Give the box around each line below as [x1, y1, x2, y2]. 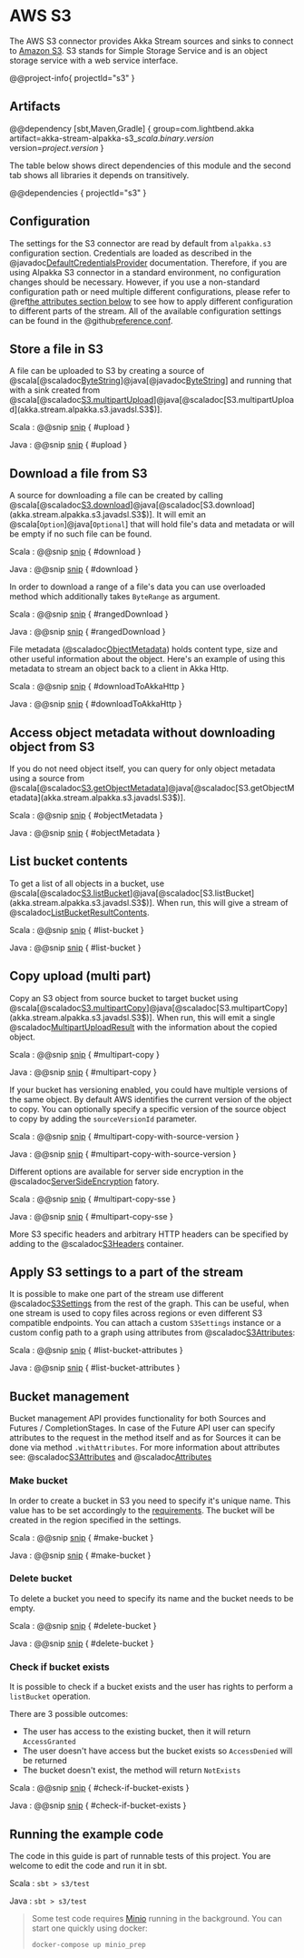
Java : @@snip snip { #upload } [9, 439, 128, 450]
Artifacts [9, 99, 61, 115]
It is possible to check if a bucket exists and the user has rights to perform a [9, 1682, 293, 1692]
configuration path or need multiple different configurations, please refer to [9, 286, 290, 296]
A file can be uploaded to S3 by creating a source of [9, 366, 205, 377]
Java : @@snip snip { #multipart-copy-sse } [9, 1210, 174, 1221]
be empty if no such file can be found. [9, 528, 152, 539]
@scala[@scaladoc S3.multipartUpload [9, 395, 154, 406]
